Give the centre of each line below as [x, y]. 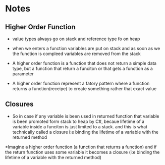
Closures [19, 104]
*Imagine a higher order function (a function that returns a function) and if [81, 147]
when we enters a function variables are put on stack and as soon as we [86, 48]
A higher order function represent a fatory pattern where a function [81, 83]
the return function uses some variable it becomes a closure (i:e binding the [82, 152]
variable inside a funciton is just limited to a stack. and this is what [80, 126]
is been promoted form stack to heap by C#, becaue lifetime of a [78, 121]
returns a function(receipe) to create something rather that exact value [84, 89]
